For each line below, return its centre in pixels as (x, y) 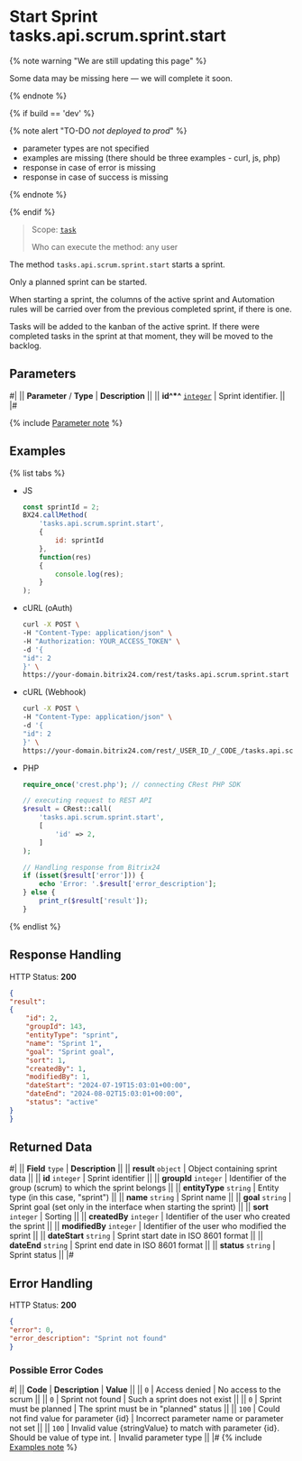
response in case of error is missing (89, 167)
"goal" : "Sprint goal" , (70, 1052)
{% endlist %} (35, 926)
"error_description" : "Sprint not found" (88, 1338)
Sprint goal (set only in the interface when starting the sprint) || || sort (139, 1207)
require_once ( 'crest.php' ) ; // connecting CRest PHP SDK (132, 784)
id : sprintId (80, 541)
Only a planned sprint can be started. (78, 282)
